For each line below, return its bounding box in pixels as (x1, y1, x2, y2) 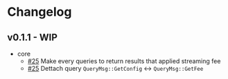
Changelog (7, 4, 72, 20)
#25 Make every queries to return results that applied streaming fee (27, 57, 221, 65)
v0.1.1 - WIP (7, 32, 58, 43)
